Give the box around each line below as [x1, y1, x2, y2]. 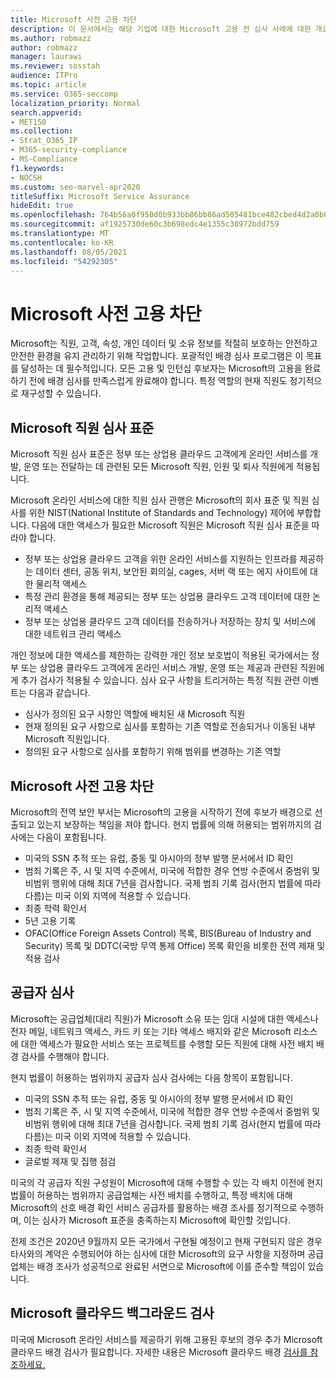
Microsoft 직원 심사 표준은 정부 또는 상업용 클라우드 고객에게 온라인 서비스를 [10, 448, 308, 460]
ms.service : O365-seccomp [10, 89, 118, 99]
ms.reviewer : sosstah [10, 61, 101, 71]
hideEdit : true [10, 201, 74, 211]
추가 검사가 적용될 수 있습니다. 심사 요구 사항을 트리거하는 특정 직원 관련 [20, 674, 301, 686]
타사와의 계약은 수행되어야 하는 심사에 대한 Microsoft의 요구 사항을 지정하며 [10, 1247, 306, 1260]
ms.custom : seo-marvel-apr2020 [10, 182, 141, 192]
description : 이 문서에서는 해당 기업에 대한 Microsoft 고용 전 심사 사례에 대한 [10, 24, 312, 34]
